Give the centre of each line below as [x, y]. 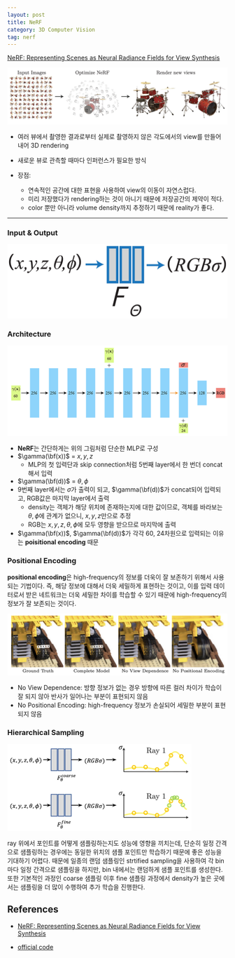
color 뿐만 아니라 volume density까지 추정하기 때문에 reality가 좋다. [121, 208]
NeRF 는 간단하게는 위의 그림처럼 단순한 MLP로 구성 [88, 448]
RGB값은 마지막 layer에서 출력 [68, 499]
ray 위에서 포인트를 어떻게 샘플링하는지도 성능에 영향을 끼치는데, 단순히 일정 [111, 843]
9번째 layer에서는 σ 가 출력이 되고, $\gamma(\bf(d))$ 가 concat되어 [110, 490]
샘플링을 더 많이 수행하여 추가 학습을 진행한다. [83, 886]
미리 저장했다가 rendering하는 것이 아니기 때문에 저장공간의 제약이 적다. [126, 199]
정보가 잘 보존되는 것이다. [42, 603]
